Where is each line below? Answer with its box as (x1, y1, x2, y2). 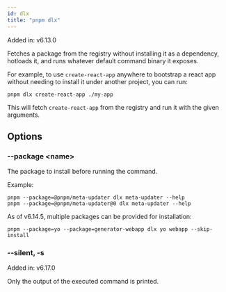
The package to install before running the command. (7, 168, 158, 176)
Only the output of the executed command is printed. (7, 277, 159, 286)
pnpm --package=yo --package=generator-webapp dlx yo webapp (7, 226, 188, 233)
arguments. (7, 111, 40, 119)
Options (7, 130, 43, 143)
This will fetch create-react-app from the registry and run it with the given (7, 103, 219, 111)
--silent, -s (7, 248, 45, 258)
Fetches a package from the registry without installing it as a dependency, (7, 49, 219, 58)
